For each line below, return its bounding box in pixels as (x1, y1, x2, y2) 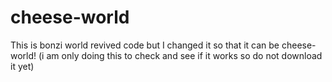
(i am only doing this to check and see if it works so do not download (38, 49, 323, 61)
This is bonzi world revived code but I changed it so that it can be (10, 39, 280, 51)
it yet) (10, 60, 35, 72)
